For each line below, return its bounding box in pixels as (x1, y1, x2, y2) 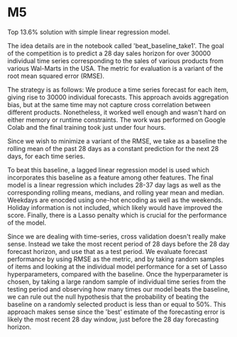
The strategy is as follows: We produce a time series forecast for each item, (7, 85, 228, 94)
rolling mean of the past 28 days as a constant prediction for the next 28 (7, 144, 219, 153)
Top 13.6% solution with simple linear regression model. (7, 28, 170, 36)
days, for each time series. (7, 152, 85, 160)
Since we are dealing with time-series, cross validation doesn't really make (7, 232, 226, 241)
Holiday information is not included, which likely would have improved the (7, 203, 223, 211)
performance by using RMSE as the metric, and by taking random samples (7, 255, 225, 263)
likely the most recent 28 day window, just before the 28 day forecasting (7, 315, 219, 324)
